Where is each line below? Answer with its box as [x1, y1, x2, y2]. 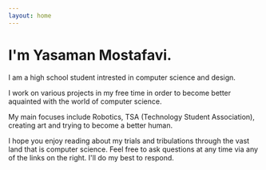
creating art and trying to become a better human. [8, 121, 173, 130]
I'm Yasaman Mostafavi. [8, 45, 172, 64]
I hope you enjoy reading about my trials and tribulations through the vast [8, 136, 250, 145]
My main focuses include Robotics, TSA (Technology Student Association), [8, 112, 256, 121]
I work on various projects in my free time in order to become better [8, 88, 232, 97]
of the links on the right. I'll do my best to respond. [8, 152, 174, 162]
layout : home [8, 11, 52, 20]
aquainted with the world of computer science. [8, 97, 162, 106]
